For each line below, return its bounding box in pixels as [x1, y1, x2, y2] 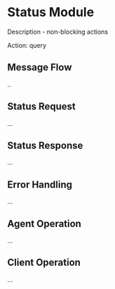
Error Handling [7, 179, 72, 191]
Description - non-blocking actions [7, 27, 109, 36]
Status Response [7, 139, 83, 151]
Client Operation [7, 257, 81, 269]
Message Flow [7, 61, 72, 74]
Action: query [7, 41, 47, 49]
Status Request [7, 101, 76, 113]
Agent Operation [7, 217, 82, 229]
